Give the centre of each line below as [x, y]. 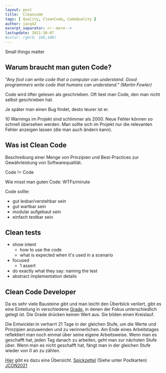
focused [21, 260]
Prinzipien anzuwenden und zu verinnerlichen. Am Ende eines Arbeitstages [82, 330]
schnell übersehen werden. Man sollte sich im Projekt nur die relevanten [79, 124]
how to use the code [41, 250]
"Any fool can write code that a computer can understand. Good [71, 79]
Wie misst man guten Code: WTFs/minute [48, 182]
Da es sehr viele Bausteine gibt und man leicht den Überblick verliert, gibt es [83, 304]
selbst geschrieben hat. [29, 100]
